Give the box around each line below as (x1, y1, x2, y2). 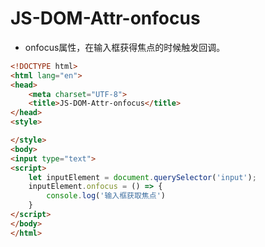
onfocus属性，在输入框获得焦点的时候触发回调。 (24, 41, 226, 53)
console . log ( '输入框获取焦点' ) (46, 191, 166, 201)
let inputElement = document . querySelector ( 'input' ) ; (28, 172, 257, 182)
